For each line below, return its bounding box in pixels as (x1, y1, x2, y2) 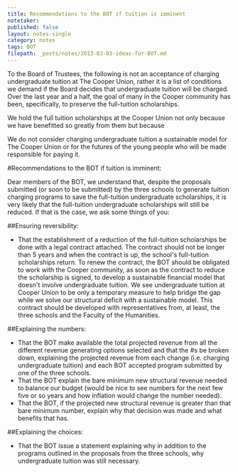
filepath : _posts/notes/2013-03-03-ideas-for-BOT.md (7, 50, 167, 58)
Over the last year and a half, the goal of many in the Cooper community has (7, 92, 231, 100)
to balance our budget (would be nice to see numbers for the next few (17, 383, 224, 392)
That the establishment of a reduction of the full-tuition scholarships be (17, 235, 227, 244)
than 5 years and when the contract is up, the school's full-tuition (17, 250, 210, 259)
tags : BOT (7, 43, 37, 50)
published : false (7, 23, 59, 31)
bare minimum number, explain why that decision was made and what (17, 406, 222, 414)
